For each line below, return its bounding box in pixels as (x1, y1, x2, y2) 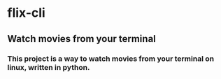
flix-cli (7, 5, 45, 21)
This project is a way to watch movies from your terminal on (7, 54, 215, 64)
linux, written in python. (7, 62, 90, 72)
